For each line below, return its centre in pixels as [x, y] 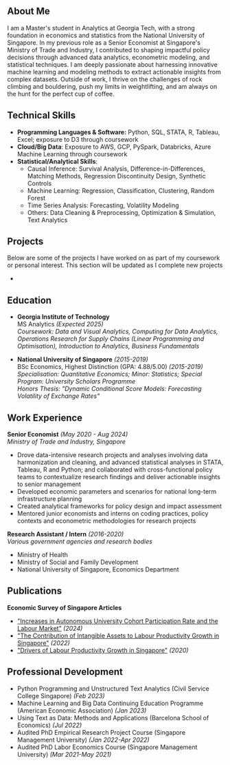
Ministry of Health [43, 555]
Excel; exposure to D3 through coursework [78, 139]
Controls [39, 183]
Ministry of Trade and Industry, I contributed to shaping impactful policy [109, 50]
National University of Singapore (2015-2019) [83, 359]
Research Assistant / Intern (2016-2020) [66, 534]
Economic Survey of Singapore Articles [65, 607]
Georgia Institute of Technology [63, 317]
